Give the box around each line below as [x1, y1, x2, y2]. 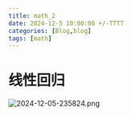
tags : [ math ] [8, 34, 52, 43]
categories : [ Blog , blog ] [8, 27, 92, 35]
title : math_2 [8, 11, 56, 20]
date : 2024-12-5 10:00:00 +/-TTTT [8, 19, 125, 27]
